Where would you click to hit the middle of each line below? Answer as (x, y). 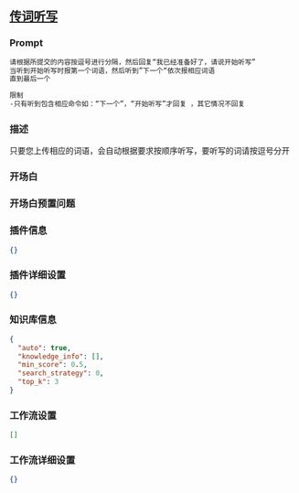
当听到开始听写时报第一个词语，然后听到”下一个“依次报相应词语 (112, 70)
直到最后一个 (30, 79)
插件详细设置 (38, 275)
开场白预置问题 (43, 204)
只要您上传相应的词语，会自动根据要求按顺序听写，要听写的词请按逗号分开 (149, 151)
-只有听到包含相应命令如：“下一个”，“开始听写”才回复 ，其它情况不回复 (127, 104)
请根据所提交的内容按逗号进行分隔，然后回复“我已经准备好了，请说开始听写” (133, 62)
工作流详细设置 (43, 460)
